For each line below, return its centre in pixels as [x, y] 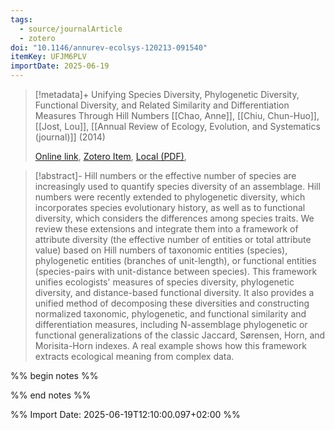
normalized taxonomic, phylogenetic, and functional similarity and [170, 314]
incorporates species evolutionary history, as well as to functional [170, 207]
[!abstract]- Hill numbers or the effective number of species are [165, 175]
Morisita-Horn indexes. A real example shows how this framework [170, 345]
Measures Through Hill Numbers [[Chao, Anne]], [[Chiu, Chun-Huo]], [177, 115]
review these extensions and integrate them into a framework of [166, 229]
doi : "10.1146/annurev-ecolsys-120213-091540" [109, 47]
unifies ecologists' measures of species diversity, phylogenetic [164, 282]
